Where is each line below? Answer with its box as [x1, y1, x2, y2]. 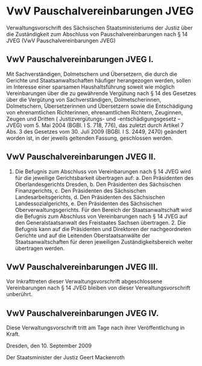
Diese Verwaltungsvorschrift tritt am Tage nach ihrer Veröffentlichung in [6, 324, 185, 332]
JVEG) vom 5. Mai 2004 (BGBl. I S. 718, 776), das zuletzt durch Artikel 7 [6, 122, 184, 129]
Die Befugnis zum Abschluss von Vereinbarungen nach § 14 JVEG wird [14, 167, 191, 175]
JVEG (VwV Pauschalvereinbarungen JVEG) [6, 37, 116, 44]
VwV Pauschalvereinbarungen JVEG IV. [6, 308, 159, 318]
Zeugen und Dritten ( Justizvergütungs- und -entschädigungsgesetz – [6, 115, 181, 122]
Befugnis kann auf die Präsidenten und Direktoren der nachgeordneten [14, 225, 192, 232]
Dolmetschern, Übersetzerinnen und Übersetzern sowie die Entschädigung [6, 102, 193, 110]
